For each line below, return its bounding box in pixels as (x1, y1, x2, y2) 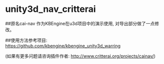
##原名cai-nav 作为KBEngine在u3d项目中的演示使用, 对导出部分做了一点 (5, 20, 155, 26)
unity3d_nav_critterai (5, 3, 96, 15)
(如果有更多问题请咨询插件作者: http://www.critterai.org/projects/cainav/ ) (5, 53, 156, 59)
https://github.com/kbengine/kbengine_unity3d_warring (5, 43, 121, 49)
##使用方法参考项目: (5, 37, 48, 43)
